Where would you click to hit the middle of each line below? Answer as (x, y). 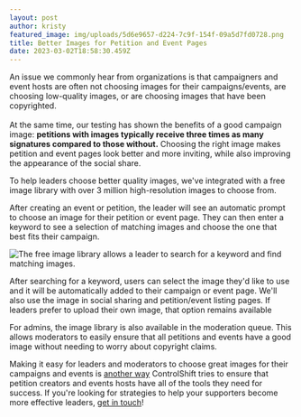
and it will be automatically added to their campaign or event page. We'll (143, 291)
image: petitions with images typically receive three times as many (137, 134)
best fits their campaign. (55, 236)
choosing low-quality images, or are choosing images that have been (137, 97)
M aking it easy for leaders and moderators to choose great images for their (149, 364)
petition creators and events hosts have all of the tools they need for (136, 384)
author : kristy (38, 26)
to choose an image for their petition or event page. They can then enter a (146, 218)
